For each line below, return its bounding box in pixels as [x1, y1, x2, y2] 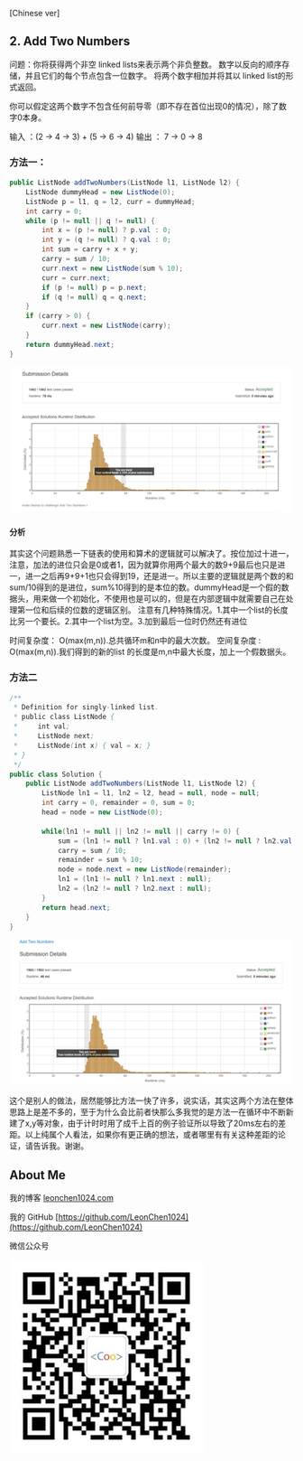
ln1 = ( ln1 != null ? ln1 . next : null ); [57, 875, 212, 884]
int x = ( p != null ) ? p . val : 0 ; [41, 226, 171, 235]
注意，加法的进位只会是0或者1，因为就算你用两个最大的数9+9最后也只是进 [9, 559, 286, 570]
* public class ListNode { [13, 713, 115, 722]
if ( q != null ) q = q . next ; [41, 293, 147, 302]
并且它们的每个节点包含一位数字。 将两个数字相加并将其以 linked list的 [24, 70, 286, 80]
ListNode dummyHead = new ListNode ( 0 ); [25, 187, 176, 197]
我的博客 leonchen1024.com [9, 1193, 115, 1203]
